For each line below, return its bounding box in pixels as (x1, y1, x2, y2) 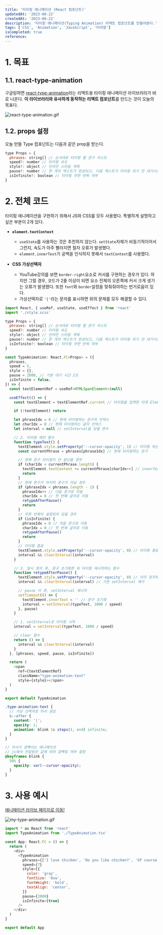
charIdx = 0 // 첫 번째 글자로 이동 (22, 494, 88, 499)
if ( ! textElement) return (14, 408, 66, 414)
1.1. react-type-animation (5, 76, 83, 85)
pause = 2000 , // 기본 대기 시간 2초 (9, 373, 79, 378)
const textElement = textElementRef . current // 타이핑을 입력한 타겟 (14, 400, 148, 404)
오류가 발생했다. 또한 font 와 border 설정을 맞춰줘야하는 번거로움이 (24, 283, 149, 290)
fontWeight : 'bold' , (26, 880, 68, 885)
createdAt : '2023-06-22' (5, 16, 55, 21)
